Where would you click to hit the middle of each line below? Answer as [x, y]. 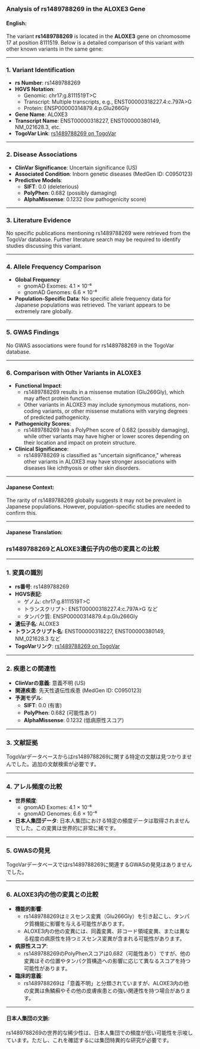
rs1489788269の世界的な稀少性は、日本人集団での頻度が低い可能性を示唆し [100, 1032]
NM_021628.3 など [37, 639]
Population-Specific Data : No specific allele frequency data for [93, 299]
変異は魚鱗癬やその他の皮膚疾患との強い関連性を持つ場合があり [107, 991]
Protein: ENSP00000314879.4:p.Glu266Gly [76, 108]
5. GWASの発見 [28, 851]
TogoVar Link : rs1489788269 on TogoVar [65, 133]
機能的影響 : [29, 908]
